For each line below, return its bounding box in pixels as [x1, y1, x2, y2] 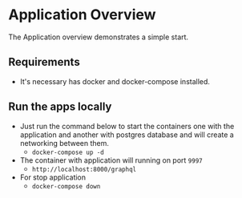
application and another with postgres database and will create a [19, 130, 234, 139]
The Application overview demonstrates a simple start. [8, 32, 189, 42]
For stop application [19, 172, 87, 182]
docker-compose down [31, 182, 101, 190]
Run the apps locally [8, 100, 112, 114]
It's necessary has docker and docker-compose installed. [19, 76, 211, 86]
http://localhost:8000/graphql [31, 165, 137, 173]
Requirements [8, 55, 80, 69]
